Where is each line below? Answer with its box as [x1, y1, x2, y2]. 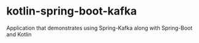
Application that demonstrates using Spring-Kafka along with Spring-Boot [6, 24, 193, 31]
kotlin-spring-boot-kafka [6, 4, 137, 18]
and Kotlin [6, 30, 32, 38]
